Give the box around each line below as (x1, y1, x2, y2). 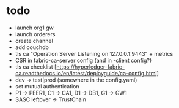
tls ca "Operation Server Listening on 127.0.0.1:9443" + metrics (15, 50, 174, 57)
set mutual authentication (15, 82, 79, 90)
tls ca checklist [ (15, 63, 57, 71)
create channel (15, 37, 53, 44)
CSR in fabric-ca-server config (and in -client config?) (15, 56, 152, 64)
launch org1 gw (15, 24, 54, 31)
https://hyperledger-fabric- (56, 63, 125, 71)
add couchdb (15, 44, 49, 51)
